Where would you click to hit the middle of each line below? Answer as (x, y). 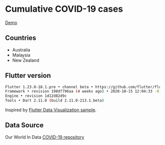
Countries (21, 38)
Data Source (24, 125)
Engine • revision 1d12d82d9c (36, 96)
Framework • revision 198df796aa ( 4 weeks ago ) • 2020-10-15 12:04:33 (79, 92)
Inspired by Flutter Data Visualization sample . (51, 110)
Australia (21, 49)
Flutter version (28, 76)
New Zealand (26, 60)
